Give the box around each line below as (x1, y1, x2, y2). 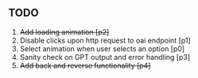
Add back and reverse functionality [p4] (19, 61, 151, 70)
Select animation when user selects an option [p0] (19, 43, 185, 54)
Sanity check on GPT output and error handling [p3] (19, 52, 191, 61)
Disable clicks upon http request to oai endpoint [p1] (19, 35, 191, 45)
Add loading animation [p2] (19, 27, 110, 36)
